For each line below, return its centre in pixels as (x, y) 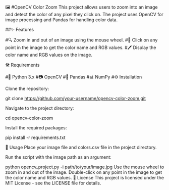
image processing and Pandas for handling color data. (62, 20)
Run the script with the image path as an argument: (59, 157)
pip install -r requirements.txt (35, 137)
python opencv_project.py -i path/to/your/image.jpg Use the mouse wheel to (85, 167)
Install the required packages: (36, 128)
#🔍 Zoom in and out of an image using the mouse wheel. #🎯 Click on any (81, 40)
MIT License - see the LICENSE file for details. (53, 183)
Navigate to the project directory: (40, 108)
